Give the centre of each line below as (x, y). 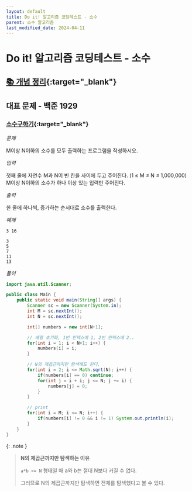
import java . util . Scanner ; (39, 284)
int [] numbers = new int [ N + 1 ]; (65, 327)
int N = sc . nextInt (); (55, 316)
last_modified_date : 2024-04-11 (45, 28)
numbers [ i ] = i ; (57, 348)
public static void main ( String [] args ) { (69, 300)
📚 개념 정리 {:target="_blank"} (61, 82)
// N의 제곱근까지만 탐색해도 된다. (64, 365)
